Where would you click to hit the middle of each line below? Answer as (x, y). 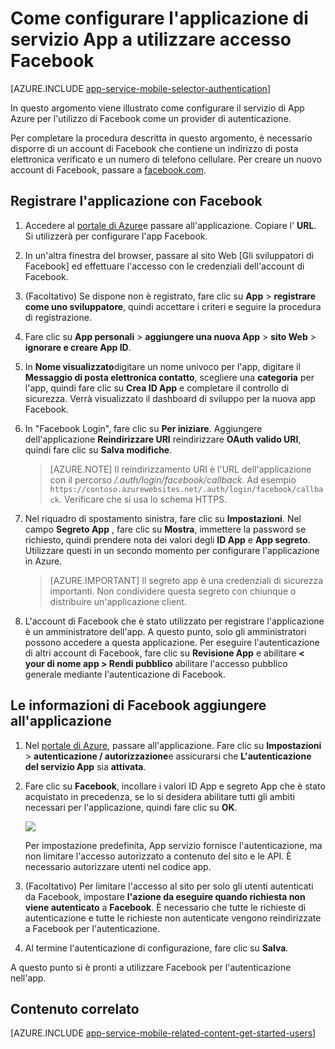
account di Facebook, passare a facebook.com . (108, 169)
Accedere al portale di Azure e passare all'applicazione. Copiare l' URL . (170, 225)
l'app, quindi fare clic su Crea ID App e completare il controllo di (157, 388)
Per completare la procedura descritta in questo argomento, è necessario (161, 138)
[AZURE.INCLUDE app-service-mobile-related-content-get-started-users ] (163, 1033)
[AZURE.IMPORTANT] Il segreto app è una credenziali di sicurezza (186, 580)
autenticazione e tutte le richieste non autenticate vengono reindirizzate (173, 918)
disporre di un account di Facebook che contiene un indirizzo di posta (154, 148)
